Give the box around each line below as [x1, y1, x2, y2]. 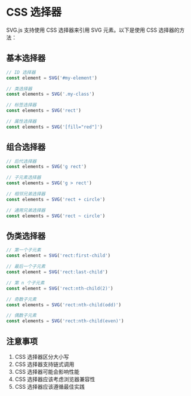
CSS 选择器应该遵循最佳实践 [14, 383, 85, 390]
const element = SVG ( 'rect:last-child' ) [6, 269, 109, 275]
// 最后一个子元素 [6, 264, 46, 270]
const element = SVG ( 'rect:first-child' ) [6, 252, 111, 259]
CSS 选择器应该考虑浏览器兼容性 [14, 375, 95, 383]
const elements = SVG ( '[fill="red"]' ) [6, 124, 103, 130]
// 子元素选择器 [6, 175, 41, 181]
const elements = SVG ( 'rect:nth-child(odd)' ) [6, 301, 121, 308]
